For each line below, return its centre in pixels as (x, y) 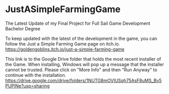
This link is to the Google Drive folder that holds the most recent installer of (83, 59)
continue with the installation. (36, 75)
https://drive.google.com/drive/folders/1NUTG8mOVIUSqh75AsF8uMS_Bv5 (83, 80)
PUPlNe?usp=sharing (27, 86)
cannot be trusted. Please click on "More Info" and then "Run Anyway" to (81, 70)
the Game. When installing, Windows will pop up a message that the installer (84, 64)
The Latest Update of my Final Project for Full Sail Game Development (78, 23)
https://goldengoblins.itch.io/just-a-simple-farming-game (65, 49)
